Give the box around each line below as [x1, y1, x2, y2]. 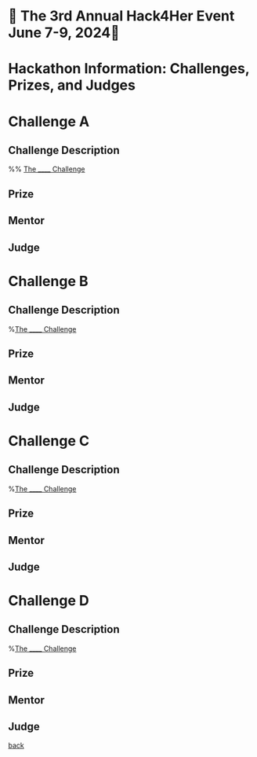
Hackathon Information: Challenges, [8, 60, 250, 78]
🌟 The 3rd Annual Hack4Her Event [8, 7, 235, 25]
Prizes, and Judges [8, 76, 136, 94]
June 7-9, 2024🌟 [8, 24, 120, 42]
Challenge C [8, 432, 90, 450]
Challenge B [8, 272, 89, 290]
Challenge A [8, 112, 90, 130]
